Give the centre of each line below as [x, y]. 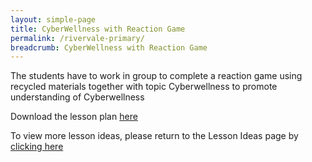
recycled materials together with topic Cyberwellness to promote [144, 87]
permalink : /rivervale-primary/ [77, 38]
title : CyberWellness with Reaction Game [98, 29]
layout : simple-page [53, 19]
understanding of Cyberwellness [77, 97]
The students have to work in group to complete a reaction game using [156, 76]
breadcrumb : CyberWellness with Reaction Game [109, 47]
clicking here [37, 147]
